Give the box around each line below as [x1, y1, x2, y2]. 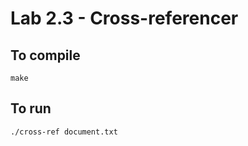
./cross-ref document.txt [10, 127, 118, 137]
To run [10, 100, 52, 117]
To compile [10, 47, 81, 64]
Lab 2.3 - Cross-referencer [10, 7, 239, 30]
